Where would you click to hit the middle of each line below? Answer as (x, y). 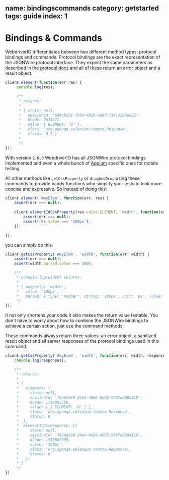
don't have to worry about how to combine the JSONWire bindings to (77, 321)
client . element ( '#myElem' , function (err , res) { (57, 198)
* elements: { (33, 388)
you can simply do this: (29, 245)
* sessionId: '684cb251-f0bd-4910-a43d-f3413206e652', (79, 115)
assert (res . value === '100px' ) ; (57, 222)
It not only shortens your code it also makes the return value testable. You (82, 315)
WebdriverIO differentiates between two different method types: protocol (81, 52)
